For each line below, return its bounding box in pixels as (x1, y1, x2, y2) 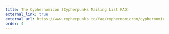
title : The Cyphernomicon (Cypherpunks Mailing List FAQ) (5, 7, 129, 12)
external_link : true (5, 12, 49, 17)
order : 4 (5, 21, 24, 26)
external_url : (5, 16, 35, 21)
